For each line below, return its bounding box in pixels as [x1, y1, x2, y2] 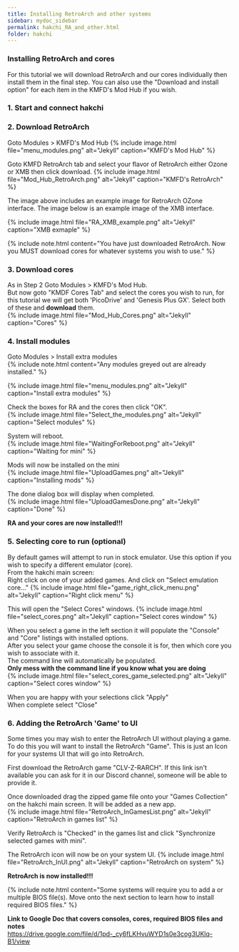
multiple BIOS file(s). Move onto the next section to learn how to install [7, 893, 214, 901]
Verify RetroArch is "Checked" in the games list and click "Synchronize [7, 829, 215, 837]
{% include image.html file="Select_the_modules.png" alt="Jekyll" [7, 411, 202, 419]
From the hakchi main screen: [7, 568, 95, 576]
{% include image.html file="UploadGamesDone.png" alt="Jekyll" [7, 497, 200, 506]
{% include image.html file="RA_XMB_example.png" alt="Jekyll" [7, 217, 196, 226]
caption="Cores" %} [7, 319, 68, 327]
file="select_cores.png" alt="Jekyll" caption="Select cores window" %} [7, 612, 218, 620]
